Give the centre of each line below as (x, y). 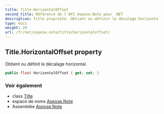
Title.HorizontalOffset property (54, 52)
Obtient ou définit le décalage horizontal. (46, 64)
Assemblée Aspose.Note (37, 106)
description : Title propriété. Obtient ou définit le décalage (71, 19)
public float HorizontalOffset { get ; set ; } (52, 73)
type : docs (16, 23)
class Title (22, 96)
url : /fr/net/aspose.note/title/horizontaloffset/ (58, 32)
